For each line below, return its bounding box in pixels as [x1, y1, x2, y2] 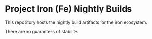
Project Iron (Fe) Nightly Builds [5, 3, 132, 14]
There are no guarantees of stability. [5, 28, 78, 34]
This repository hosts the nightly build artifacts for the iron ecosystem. [5, 19, 147, 25]
